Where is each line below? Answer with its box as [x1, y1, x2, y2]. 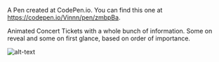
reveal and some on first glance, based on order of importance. [7, 34, 191, 42]
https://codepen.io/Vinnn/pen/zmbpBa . [7, 13, 121, 22]
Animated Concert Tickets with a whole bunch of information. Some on [7, 27, 213, 35]
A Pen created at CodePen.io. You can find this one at [7, 6, 163, 14]
